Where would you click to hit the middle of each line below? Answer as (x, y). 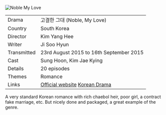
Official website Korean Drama (76, 85)
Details (16, 68)
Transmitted (22, 53)
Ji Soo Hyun (55, 44)
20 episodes (55, 68)
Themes (17, 77)
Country (17, 28)
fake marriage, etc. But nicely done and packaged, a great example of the (81, 102)
